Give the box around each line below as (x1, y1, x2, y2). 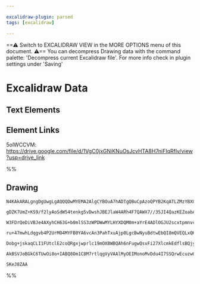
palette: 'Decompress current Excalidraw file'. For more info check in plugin (6, 54, 191, 61)
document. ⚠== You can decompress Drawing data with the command (6, 47, 180, 54)
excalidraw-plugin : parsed (6, 14, 73, 20)
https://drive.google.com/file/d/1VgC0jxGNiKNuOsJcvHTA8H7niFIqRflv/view (6, 147, 193, 154)
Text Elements (6, 105, 61, 115)
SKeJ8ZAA (6, 261, 28, 267)
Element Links (6, 125, 60, 135)
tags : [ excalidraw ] (6, 19, 55, 26)
